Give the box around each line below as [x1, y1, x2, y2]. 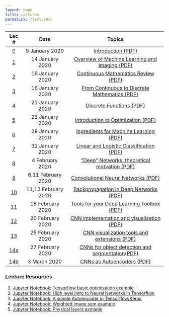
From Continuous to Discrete [81, 85, 149, 92]
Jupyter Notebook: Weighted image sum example [12, 300, 116, 307]
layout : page [5, 7, 33, 13]
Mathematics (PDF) [92, 91, 139, 98]
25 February [30, 229, 59, 236]
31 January [31, 142, 59, 149]
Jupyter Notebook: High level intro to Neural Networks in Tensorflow [12, 290, 155, 296]
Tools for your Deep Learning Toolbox [70, 200, 160, 207]
